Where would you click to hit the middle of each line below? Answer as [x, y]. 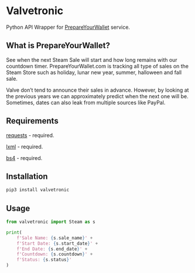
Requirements [32, 121]
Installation [27, 176]
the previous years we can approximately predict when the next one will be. [97, 96]
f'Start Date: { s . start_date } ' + [57, 243]
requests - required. [30, 135]
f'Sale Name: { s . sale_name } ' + [55, 238]
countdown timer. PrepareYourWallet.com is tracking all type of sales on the [97, 66]
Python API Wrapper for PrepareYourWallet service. [68, 27]
